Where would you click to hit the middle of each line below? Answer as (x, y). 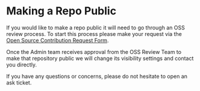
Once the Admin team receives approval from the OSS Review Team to (94, 51)
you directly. (22, 65)
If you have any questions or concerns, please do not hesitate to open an (97, 76)
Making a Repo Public (61, 11)
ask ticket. (19, 83)
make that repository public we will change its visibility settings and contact (100, 58)
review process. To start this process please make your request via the (94, 34)
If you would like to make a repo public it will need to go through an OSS (95, 28)
